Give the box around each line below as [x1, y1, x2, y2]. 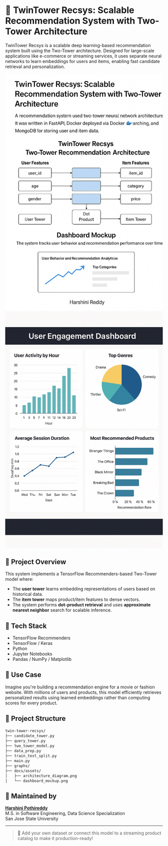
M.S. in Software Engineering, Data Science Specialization [5, 810, 125, 816]
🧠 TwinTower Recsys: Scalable [5, 5, 134, 16]
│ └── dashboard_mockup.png [5, 778, 68, 783]
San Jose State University [5, 815, 58, 822]
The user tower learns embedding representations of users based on [12, 586, 155, 592]
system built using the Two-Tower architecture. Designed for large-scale [5, 48, 155, 54]
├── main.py [5, 758, 30, 763]
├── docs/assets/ [5, 768, 41, 773]
